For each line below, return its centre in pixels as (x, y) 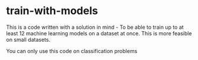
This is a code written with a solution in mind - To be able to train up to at (95, 27)
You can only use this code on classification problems (72, 51)
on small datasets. (28, 39)
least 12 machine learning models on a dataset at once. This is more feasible (99, 33)
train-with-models (52, 11)
